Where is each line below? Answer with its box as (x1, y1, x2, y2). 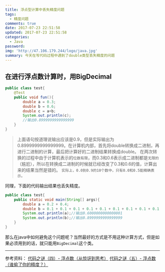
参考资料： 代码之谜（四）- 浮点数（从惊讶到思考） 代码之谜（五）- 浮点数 (5, 255, 156, 261)
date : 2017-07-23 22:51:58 (5, 26, 60, 30)
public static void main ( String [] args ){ (14, 197, 100, 202)
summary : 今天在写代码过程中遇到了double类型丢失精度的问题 (5, 53, 115, 58)
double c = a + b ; (23, 109, 56, 114)
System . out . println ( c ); (23, 113, 71, 118)
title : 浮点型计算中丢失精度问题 (5, 7, 65, 12)
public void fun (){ (14, 94, 54, 100)
